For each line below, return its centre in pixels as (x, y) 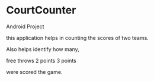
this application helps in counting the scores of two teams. (78, 38)
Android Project (25, 26)
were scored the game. (34, 72)
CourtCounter (41, 10)
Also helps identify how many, (43, 49)
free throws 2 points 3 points (41, 60)
